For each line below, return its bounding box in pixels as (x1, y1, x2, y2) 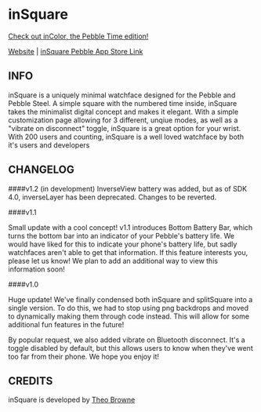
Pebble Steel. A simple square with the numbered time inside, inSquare (8, 98, 237, 108)
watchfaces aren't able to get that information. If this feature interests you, (8, 247, 248, 257)
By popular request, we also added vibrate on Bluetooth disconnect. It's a (8, 335, 245, 345)
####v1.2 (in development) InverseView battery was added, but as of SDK (8, 184, 248, 193)
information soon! (8, 264, 65, 274)
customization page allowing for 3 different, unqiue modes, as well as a (8, 115, 238, 125)
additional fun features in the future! (8, 319, 125, 329)
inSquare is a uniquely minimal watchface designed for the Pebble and (8, 90, 236, 100)
